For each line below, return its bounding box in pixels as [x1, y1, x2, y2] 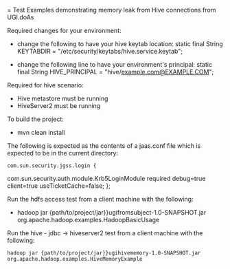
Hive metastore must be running [16, 94, 108, 103]
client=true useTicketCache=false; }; [7, 182, 111, 190]
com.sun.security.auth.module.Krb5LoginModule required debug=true [7, 175, 206, 182]
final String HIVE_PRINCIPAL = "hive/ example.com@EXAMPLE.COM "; [16, 68, 214, 76]
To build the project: [7, 115, 64, 123]
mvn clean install [16, 129, 65, 136]
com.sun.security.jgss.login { [7, 162, 97, 169]
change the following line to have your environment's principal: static [16, 61, 213, 68]
